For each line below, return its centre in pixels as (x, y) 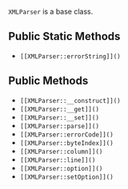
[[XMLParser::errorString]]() (70, 56)
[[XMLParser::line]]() (58, 160)
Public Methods (48, 81)
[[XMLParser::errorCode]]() (66, 135)
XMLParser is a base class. (51, 12)
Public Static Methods (64, 36)
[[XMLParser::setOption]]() (66, 177)
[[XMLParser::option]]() (61, 168)
